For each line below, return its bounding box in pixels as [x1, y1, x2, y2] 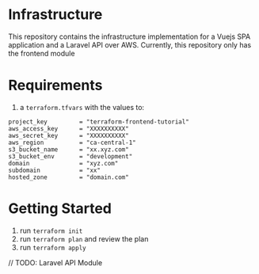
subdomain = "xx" [8, 166, 101, 174]
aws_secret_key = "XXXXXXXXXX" [8, 131, 129, 139]
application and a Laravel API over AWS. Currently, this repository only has [8, 40, 252, 49]
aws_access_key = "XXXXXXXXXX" [8, 124, 129, 132]
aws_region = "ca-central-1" [8, 139, 136, 147]
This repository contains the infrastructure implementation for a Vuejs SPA [8, 32, 251, 41]
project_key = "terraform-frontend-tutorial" [8, 117, 190, 126]
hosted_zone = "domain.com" [8, 173, 129, 181]
